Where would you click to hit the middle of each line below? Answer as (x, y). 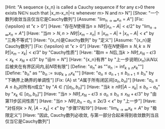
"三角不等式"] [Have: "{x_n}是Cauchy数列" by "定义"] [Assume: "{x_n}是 (78, 40)
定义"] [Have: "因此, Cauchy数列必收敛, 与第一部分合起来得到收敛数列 (80, 115)
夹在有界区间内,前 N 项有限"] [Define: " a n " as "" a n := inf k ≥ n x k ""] (79, 67)
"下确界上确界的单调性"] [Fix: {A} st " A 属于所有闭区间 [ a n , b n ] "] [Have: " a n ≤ (82, 81)
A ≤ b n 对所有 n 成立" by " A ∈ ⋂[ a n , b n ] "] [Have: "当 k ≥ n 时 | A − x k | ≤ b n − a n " (82, 87)
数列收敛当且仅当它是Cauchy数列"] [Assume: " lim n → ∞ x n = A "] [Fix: (74, 20)
